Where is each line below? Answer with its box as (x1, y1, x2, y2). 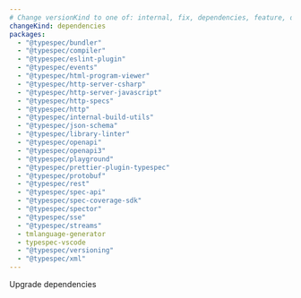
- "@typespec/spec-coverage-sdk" (17, 196, 142, 206)
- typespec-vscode (17, 238, 87, 247)
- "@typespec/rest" (17, 180, 90, 189)
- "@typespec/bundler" (17, 38, 102, 47)
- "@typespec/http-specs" (17, 96, 115, 106)
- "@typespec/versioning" (17, 246, 115, 255)
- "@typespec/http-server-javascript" (17, 88, 163, 97)
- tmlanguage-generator (17, 229, 106, 238)
